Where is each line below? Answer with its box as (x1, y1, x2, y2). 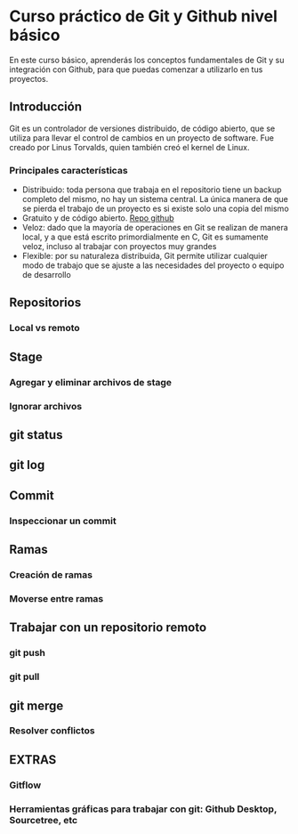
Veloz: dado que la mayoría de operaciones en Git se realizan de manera (21, 223, 289, 233)
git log (9, 457, 45, 473)
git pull (9, 670, 40, 683)
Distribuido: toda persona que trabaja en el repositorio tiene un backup (21, 184, 282, 195)
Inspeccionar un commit (9, 514, 117, 527)
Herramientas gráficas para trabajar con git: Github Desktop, (9, 803, 278, 815)
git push (9, 647, 46, 660)
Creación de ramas (9, 569, 93, 580)
